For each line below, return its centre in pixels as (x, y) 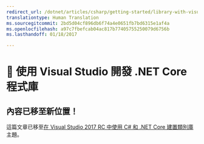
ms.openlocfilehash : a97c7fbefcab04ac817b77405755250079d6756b (88, 29)
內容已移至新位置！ (42, 111)
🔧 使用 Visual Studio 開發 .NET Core (97, 72)
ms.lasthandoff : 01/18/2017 (42, 35)
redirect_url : (24, 12)
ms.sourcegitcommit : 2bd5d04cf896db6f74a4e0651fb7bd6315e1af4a (88, 23)
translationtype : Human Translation (53, 18)
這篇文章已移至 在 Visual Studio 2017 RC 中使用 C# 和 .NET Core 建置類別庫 (100, 127)
